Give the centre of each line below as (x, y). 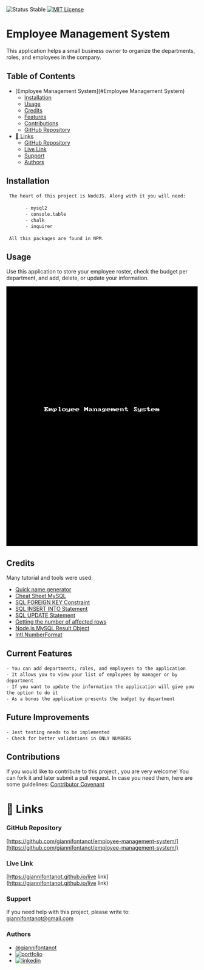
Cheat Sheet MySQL (41, 596)
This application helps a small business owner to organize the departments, (101, 50)
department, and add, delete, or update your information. (78, 278)
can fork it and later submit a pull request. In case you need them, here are (100, 778)
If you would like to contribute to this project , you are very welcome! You (98, 771)
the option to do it (32, 693)
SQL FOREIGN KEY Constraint (52, 602)
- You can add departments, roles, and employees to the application (96, 669)
